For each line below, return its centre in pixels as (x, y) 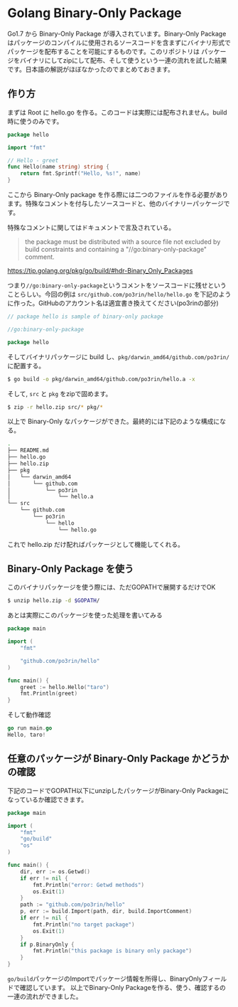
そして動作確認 (29, 715)
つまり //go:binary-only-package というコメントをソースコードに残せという (117, 285)
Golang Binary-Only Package (95, 13)
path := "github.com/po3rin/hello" (73, 905)
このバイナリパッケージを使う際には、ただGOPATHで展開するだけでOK (112, 587)
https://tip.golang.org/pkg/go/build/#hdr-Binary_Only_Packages (100, 271)
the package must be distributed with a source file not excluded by (123, 242)
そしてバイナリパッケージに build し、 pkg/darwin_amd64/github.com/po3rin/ (118, 356)
